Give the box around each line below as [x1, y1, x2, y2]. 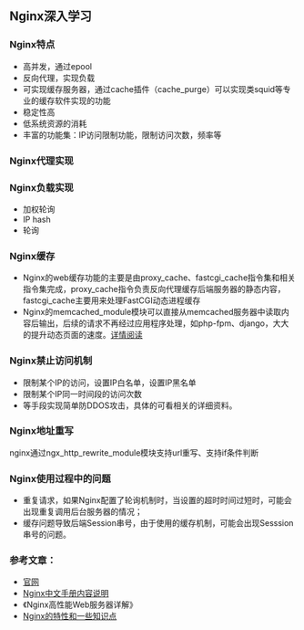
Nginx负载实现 [9, 181, 75, 194]
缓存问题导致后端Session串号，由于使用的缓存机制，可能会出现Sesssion [22, 518, 294, 529]
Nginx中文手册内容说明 [22, 588, 109, 599]
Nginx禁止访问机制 [9, 354, 93, 367]
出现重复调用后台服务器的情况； [22, 506, 143, 518]
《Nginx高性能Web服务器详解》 [22, 599, 138, 610]
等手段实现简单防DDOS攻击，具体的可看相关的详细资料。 [22, 400, 238, 411]
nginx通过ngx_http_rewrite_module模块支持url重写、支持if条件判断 [9, 446, 259, 458]
